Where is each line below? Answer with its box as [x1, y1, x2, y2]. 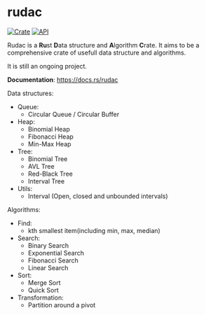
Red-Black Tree [27, 169, 74, 178]
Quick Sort [27, 286, 60, 294]
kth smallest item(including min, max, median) [27, 226, 161, 234]
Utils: [17, 184, 33, 192]
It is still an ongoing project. [7, 62, 88, 70]
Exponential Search [27, 248, 84, 257]
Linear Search [27, 263, 69, 272]
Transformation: [17, 293, 64, 302]
